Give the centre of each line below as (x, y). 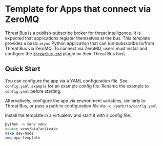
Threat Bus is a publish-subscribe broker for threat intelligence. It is (73, 33)
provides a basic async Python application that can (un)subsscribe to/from (80, 43)
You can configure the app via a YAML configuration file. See (66, 81)
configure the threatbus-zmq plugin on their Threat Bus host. (66, 53)
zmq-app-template (23, 138)
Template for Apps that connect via (78, 9)
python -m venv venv (26, 124)
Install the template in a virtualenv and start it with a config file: (68, 115)
